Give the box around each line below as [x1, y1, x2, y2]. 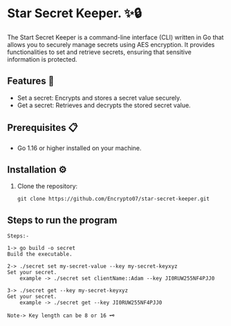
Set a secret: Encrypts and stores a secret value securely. [17, 93, 182, 102]
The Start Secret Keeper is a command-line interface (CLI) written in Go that [7, 33, 224, 42]
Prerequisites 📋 [7, 122, 78, 134]
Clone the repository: [17, 182, 78, 190]
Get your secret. [7, 293, 57, 300]
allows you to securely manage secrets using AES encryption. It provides [7, 40, 215, 48]
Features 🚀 [7, 75, 55, 87]
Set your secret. [7, 269, 57, 276]
